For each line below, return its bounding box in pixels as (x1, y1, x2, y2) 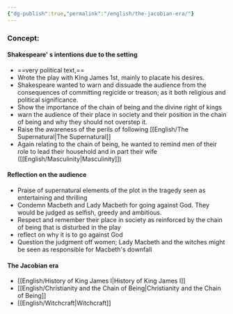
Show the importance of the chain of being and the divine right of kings (17, 102, 223, 111)
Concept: (7, 33, 40, 42)
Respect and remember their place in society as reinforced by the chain (17, 215, 223, 223)
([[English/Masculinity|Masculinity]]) (17, 155, 122, 163)
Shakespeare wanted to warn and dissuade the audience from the (17, 81, 207, 89)
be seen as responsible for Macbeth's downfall (17, 245, 152, 253)
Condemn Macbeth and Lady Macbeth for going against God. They (17, 201, 210, 209)
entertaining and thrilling (17, 193, 88, 202)
